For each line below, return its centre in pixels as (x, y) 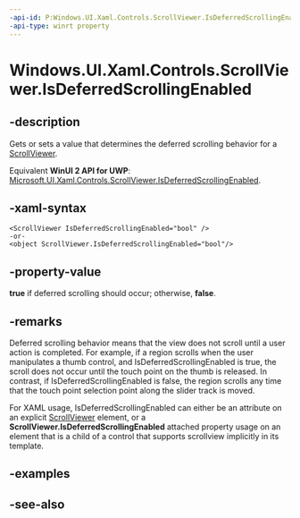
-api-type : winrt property (59, 26)
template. (27, 446)
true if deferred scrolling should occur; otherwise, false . (112, 293)
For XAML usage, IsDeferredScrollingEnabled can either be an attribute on (146, 407)
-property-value (55, 272)
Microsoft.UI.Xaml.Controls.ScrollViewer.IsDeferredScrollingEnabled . (135, 180)
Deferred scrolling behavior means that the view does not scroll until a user (147, 343)
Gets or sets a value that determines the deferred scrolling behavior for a (143, 143)
